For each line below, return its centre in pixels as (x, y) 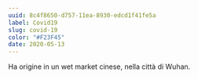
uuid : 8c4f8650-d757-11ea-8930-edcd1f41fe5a (82, 15)
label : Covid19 (33, 23)
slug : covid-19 (33, 30)
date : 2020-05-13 (37, 45)
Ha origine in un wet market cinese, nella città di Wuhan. (99, 66)
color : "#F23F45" (37, 37)
